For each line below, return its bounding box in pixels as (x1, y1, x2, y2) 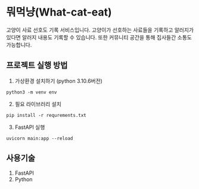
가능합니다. (6, 41, 32, 48)
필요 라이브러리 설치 (14, 100, 61, 107)
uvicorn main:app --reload (6, 135, 73, 141)
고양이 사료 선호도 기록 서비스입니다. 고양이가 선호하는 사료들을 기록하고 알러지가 (6, 26, 194, 33)
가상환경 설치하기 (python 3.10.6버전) (14, 77, 103, 84)
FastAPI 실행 (14, 123, 45, 131)
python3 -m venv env (6, 89, 58, 95)
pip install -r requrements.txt (6, 112, 86, 118)
